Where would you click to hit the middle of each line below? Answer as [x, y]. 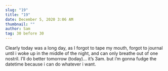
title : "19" [18, 15]
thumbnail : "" [20, 24]
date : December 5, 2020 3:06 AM [39, 19]
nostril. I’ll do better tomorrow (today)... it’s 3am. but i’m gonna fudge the [81, 59]
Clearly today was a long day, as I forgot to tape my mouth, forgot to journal [84, 48]
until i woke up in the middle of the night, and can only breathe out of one [82, 53]
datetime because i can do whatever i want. [51, 64]
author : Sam [18, 29]
